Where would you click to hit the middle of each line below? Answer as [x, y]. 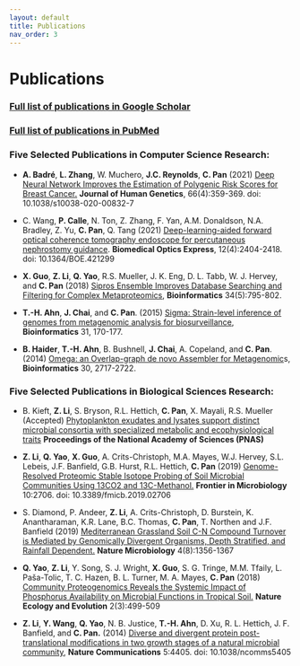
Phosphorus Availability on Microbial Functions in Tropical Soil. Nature [152, 596]
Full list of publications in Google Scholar [100, 107]
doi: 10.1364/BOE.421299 [68, 259]
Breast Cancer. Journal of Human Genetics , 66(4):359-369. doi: [141, 193]
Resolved [39, 476]
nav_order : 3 [34, 34]
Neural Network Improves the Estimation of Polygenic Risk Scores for [150, 184]
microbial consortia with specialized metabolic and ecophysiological [148, 430]
